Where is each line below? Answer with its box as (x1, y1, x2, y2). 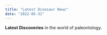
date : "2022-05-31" (5, 12, 45, 16)
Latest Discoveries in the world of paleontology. (5, 24, 102, 30)
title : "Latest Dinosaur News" (5, 7, 69, 12)
